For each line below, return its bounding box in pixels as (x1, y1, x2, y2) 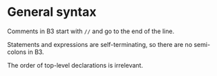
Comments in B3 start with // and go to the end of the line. (7, 27, 175, 35)
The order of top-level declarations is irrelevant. (7, 61, 144, 69)
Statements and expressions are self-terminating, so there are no (7, 40, 193, 48)
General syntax (7, 4, 97, 20)
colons (7, 48, 26, 56)
